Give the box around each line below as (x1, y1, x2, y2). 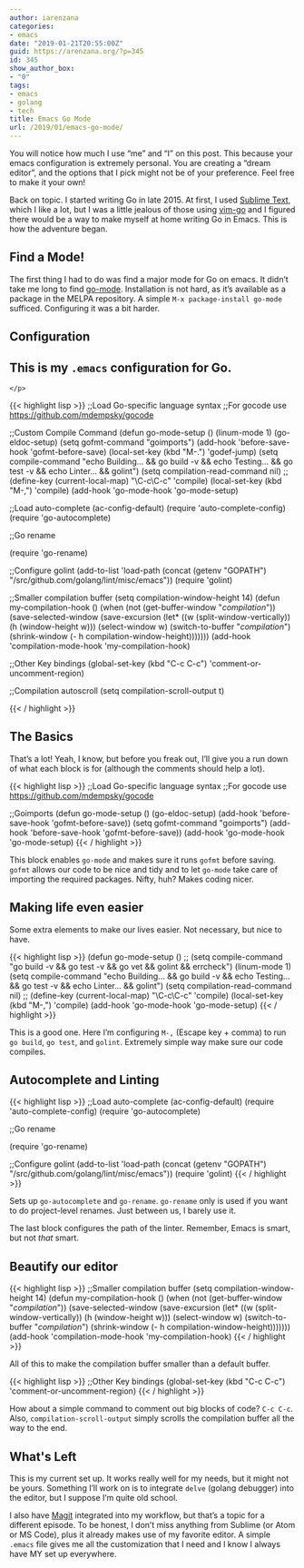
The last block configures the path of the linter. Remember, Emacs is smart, (9, 1223, 290, 1234)
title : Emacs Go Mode (9, 114, 92, 123)
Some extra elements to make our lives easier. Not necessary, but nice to (9, 923, 283, 935)
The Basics (9, 729, 74, 745)
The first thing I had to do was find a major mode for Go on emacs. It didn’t (9, 273, 289, 284)
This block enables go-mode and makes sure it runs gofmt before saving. (9, 854, 277, 865)
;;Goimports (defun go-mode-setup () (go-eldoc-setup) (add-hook (9, 807, 259, 818)
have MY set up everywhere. (9, 1549, 117, 1560)
